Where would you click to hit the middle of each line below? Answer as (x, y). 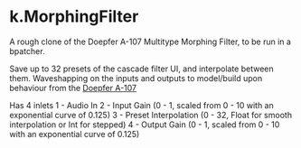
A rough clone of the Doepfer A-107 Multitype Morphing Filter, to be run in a (150, 42)
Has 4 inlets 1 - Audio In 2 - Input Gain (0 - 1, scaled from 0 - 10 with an (141, 105)
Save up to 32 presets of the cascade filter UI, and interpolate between (141, 69)
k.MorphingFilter (74, 17)
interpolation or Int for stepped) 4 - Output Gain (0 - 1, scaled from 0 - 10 (145, 125)
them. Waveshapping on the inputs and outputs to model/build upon (136, 78)
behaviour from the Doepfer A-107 (73, 88)
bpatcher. (27, 51)
